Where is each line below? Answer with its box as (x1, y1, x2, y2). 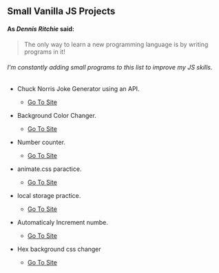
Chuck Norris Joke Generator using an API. (17, 84, 140, 92)
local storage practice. (17, 191, 81, 199)
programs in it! (23, 48, 65, 56)
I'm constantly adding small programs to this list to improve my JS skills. (7, 63, 213, 72)
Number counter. (17, 138, 65, 146)
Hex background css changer (17, 245, 101, 253)
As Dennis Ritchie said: (7, 24, 74, 33)
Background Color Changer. (17, 111, 96, 119)
